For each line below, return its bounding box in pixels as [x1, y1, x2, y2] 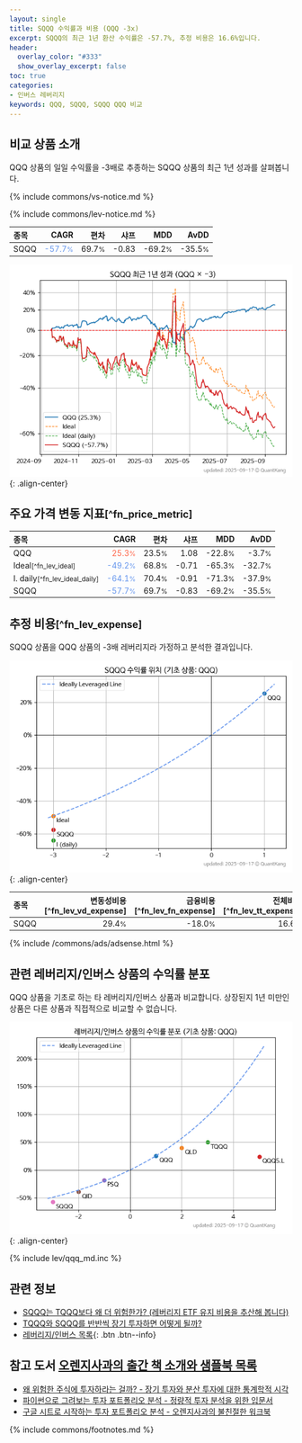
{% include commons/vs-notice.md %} [9, 192, 155, 202]
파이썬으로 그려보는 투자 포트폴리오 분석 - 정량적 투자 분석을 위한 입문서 [22, 1394, 273, 1405]
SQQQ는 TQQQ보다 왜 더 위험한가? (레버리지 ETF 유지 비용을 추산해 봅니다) [22, 1307, 289, 1318]
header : [9, 43, 39, 52]
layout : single [9, 14, 67, 23]
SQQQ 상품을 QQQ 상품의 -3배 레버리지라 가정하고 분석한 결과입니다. [9, 641, 253, 652]
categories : [9, 81, 54, 90]
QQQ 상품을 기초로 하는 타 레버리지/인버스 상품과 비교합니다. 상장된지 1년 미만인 [9, 992, 290, 1003]
